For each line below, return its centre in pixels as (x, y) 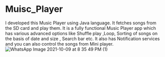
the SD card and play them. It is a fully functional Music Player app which (81, 28)
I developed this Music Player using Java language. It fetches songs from (81, 23)
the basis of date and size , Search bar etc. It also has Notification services (82, 39)
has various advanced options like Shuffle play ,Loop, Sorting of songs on (81, 33)
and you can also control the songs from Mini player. (59, 44)
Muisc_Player (34, 9)
